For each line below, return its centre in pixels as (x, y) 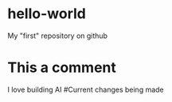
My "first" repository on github (58, 36)
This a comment (62, 68)
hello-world (47, 14)
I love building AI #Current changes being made (86, 89)
